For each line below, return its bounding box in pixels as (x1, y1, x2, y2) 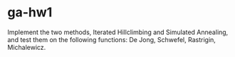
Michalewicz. (7, 43, 46, 51)
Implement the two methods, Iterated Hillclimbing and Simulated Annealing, (7, 28, 229, 36)
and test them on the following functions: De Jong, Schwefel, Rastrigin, (7, 35, 216, 43)
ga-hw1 (7, 4, 53, 21)
